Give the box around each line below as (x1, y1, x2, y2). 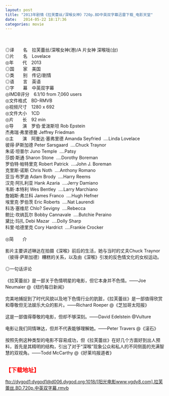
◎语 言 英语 (5, 79, 41, 85)
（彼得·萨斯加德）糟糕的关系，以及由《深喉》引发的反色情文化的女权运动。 (5, 254, 162, 260)
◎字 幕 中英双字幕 (5, 85, 54, 91)
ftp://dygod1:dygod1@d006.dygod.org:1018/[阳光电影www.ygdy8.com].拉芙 (5, 379, 163, 385)
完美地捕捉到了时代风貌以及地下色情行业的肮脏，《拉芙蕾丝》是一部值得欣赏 (5, 296, 163, 302)
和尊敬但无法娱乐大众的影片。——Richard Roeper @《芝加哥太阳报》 (5, 302, 149, 308)
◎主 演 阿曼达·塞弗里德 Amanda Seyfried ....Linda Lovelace (5, 135, 140, 142)
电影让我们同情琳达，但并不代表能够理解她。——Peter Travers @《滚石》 (5, 326, 158, 332)
